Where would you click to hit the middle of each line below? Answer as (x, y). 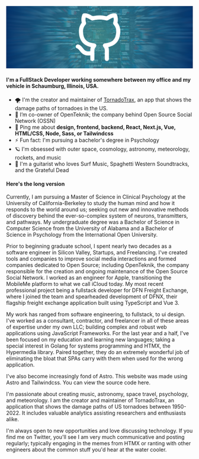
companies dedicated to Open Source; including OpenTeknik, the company (98, 265)
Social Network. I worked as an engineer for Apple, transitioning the (89, 278)
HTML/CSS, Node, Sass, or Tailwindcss (64, 133)
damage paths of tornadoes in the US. (61, 109)
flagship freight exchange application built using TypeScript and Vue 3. (93, 303)
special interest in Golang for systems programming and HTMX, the (88, 346)
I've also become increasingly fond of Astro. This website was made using (97, 377)
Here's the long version (36, 184)
